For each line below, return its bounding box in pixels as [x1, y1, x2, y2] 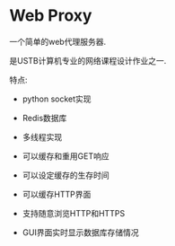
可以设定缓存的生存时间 [22, 170, 109, 180]
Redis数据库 [22, 112, 67, 123]
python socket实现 [22, 93, 92, 104]
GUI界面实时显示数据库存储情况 [22, 226, 139, 238]
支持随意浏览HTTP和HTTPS [22, 207, 126, 218]
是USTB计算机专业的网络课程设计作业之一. [9, 55, 167, 66]
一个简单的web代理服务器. [9, 36, 106, 47]
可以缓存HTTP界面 [22, 189, 92, 199]
